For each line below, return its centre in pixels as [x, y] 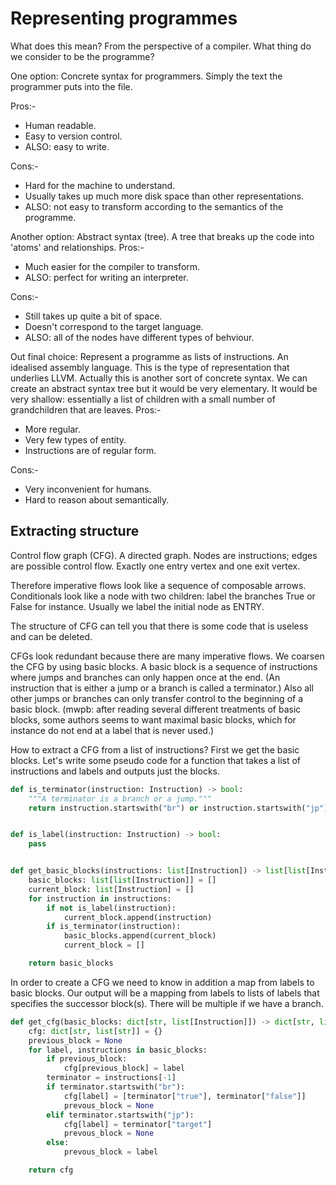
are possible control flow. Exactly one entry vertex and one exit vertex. [155, 566]
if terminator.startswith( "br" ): [116, 1087]
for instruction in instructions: [100, 898]
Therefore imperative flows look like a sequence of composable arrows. [158, 585]
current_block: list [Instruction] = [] [111, 889]
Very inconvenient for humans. [88, 489]
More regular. [52, 429]
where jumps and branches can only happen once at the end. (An [145, 677]
